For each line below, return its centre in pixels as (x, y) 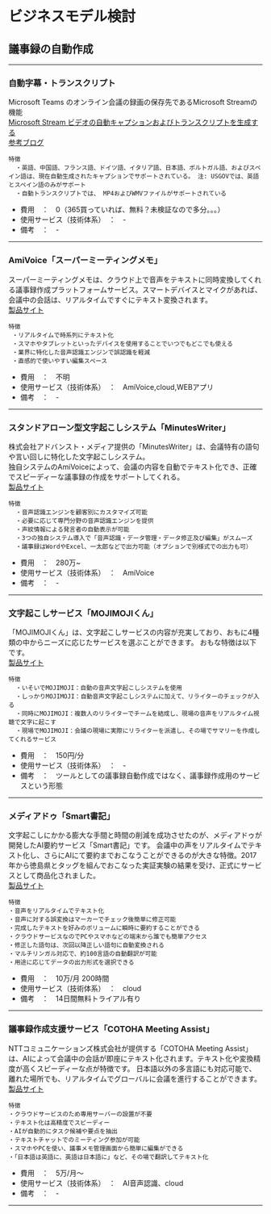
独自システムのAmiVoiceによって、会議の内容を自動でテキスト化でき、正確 (133, 467)
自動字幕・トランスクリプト (62, 83)
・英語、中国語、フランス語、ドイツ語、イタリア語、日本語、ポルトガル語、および (133, 168)
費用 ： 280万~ (50, 563)
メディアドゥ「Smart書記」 (62, 816)
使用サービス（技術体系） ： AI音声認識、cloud (102, 1183)
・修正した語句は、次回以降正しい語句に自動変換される (87, 945)
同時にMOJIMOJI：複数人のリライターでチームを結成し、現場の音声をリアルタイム (138, 714)
